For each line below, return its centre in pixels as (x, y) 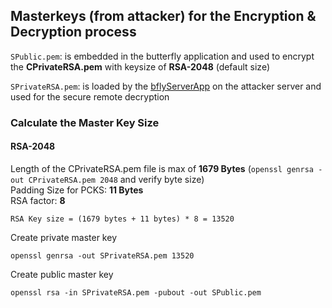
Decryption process (73, 32)
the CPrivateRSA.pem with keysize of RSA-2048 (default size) (140, 66)
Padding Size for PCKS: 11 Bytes (77, 190)
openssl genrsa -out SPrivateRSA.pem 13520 (102, 255)
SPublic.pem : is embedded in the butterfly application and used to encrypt (162, 56)
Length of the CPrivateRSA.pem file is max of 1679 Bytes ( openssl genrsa (162, 168)
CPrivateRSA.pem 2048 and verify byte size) (116, 179)
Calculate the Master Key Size (85, 122)
